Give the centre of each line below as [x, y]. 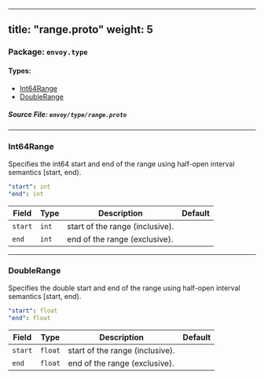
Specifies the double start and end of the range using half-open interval [125, 288]
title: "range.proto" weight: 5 [81, 29]
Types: [20, 71]
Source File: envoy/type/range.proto [68, 115]
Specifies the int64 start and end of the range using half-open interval [121, 164]
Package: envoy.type [48, 52]
